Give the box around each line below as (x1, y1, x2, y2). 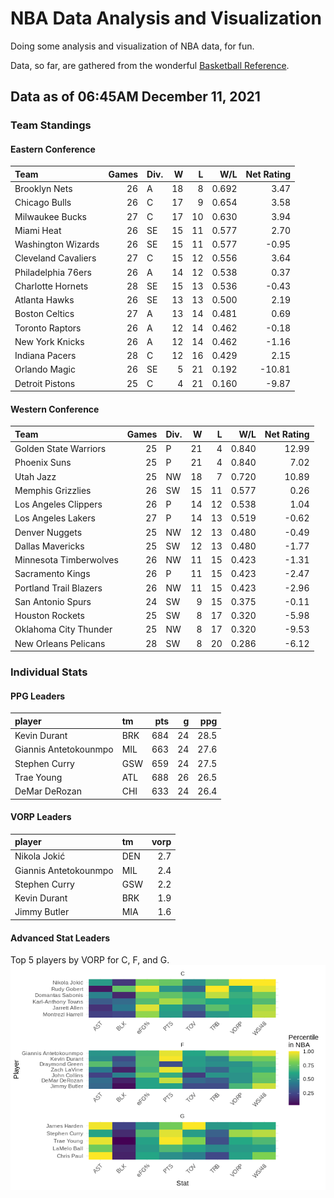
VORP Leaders (10, 811, 72, 823)
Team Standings (10, 118, 92, 132)
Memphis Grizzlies (14, 484, 92, 496)
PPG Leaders (10, 690, 66, 702)
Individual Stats (10, 665, 88, 679)
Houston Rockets (14, 610, 85, 622)
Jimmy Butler (14, 906, 70, 918)
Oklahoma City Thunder (14, 623, 113, 636)
